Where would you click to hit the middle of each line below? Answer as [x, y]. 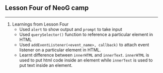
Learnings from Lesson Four [40, 24]
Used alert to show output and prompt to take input [71, 29]
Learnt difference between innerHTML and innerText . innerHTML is [84, 55]
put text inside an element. [46, 65]
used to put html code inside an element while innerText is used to [86, 60]
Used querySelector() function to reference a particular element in [86, 34]
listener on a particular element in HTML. [60, 50]
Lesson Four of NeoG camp [47, 8]
